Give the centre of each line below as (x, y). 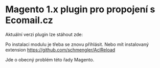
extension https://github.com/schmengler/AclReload (60, 50)
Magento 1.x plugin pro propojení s (80, 9)
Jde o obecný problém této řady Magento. (50, 59)
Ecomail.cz (29, 20)
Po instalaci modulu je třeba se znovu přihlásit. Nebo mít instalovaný (77, 44)
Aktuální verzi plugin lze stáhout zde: (44, 34)
